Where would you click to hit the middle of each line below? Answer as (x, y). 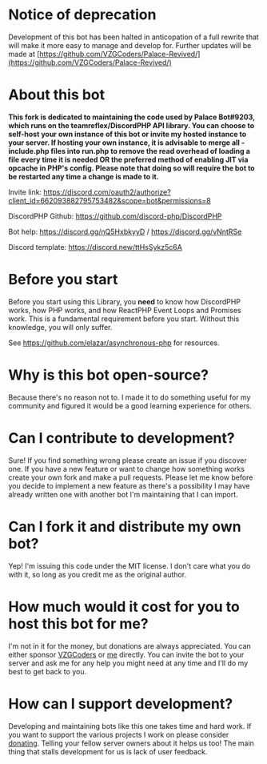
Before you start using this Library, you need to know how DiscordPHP (125, 301)
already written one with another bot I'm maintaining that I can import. (123, 494)
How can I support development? (121, 704)
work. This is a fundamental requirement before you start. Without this (124, 319)
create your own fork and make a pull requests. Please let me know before (131, 477)
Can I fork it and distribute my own (125, 527)
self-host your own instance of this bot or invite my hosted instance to (128, 134)
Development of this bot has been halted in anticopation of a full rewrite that (134, 37)
